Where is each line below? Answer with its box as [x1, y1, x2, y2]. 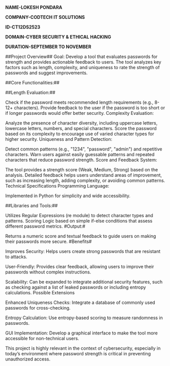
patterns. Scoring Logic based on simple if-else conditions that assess [5, 218, 153, 224]
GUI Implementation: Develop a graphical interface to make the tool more [5, 330, 158, 336]
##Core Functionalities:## [5, 80, 60, 85]
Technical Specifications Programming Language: [5, 183, 110, 189]
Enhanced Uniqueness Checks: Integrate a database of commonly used [5, 299, 156, 306]
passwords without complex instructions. [5, 269, 91, 275]
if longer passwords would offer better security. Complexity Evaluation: [5, 110, 154, 116]
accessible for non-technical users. [5, 335, 80, 341]
